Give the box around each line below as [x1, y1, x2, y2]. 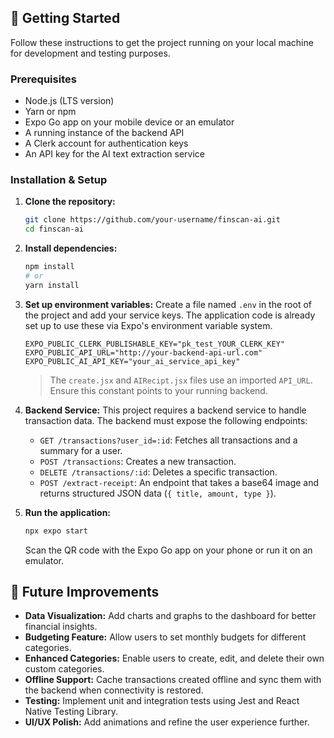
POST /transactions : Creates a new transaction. [39, 455, 237, 467]
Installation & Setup [10, 173, 108, 187]
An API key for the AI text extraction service [24, 148, 205, 160]
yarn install [24, 280, 80, 290]
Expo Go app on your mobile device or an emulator [24, 116, 235, 128]
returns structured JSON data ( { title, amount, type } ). [39, 487, 277, 499]
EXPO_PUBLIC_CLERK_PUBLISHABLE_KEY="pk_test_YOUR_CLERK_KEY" [24, 339, 286, 349]
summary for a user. [39, 444, 123, 456]
